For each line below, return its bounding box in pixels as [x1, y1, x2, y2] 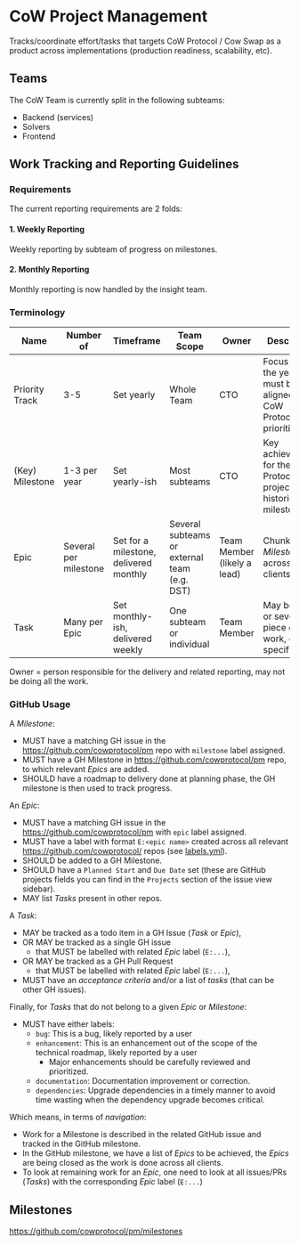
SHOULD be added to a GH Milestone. [21, 855, 163, 866]
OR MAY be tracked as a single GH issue [21, 937, 172, 948]
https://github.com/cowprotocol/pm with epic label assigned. [21, 826, 246, 838]
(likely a [219, 557, 252, 569]
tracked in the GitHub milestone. [21, 1138, 141, 1150]
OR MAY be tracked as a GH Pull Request [21, 956, 174, 967]
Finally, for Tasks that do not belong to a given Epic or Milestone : [9, 1002, 247, 1013]
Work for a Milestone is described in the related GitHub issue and [21, 1129, 262, 1140]
